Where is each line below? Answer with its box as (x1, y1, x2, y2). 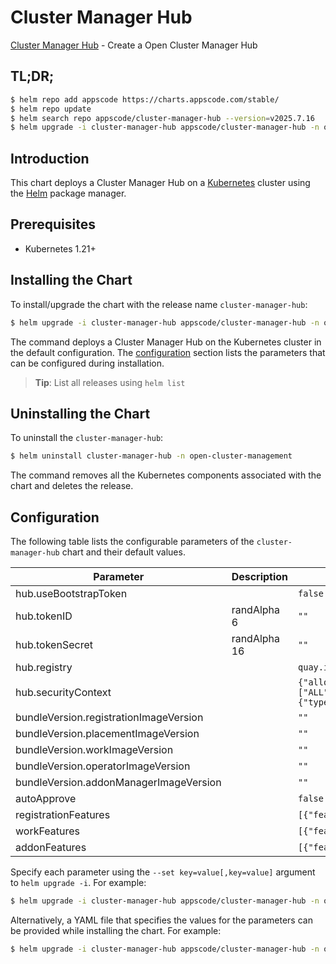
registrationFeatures (15, 808, 111, 822)
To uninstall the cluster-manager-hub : (10, 432, 164, 444)
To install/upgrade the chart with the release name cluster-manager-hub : (10, 298, 308, 310)
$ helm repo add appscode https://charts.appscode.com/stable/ (10, 94, 280, 105)
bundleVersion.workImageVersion (15, 743, 174, 757)
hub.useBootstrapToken (15, 587, 128, 601)
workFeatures (15, 824, 80, 838)
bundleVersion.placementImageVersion (15, 727, 200, 741)
